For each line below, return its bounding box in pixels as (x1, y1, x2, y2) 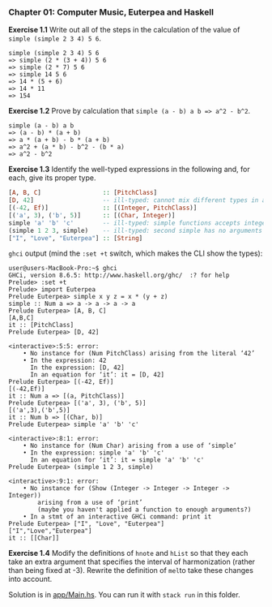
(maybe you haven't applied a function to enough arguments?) (37, 506, 252, 514)
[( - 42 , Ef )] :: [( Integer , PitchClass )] (8, 204, 198, 213)
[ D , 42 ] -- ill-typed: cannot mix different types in (8, 196, 259, 204)
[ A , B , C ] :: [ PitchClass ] (8, 189, 158, 197)
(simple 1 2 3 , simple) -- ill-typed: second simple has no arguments (8, 226, 263, 235)
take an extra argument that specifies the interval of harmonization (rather (8, 557, 256, 566)
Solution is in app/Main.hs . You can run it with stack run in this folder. (8, 590, 240, 600)
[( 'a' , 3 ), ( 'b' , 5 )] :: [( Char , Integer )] (8, 211, 176, 219)
